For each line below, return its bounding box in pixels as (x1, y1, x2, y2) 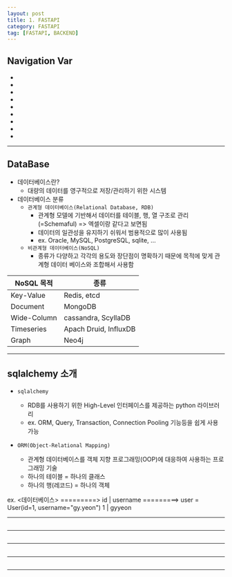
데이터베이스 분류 (17, 195, 64, 203)
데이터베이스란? (17, 178, 60, 186)
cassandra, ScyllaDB (64, 312, 131, 322)
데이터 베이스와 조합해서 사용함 (50, 260, 135, 268)
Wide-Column (10, 312, 57, 322)
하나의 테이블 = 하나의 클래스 (27, 472, 106, 480)
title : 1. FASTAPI (7, 17, 60, 23)
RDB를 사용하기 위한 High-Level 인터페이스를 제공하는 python (27, 401, 196, 409)
